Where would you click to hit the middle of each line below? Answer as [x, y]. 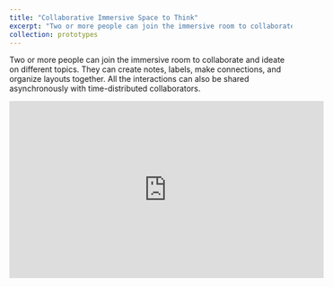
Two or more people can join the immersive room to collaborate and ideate [147, 60]
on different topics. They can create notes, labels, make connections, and [145, 69]
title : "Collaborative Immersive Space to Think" [104, 18]
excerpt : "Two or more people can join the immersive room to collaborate [152, 26]
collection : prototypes [54, 34]
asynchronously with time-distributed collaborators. [105, 89]
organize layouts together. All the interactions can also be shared [129, 79]
